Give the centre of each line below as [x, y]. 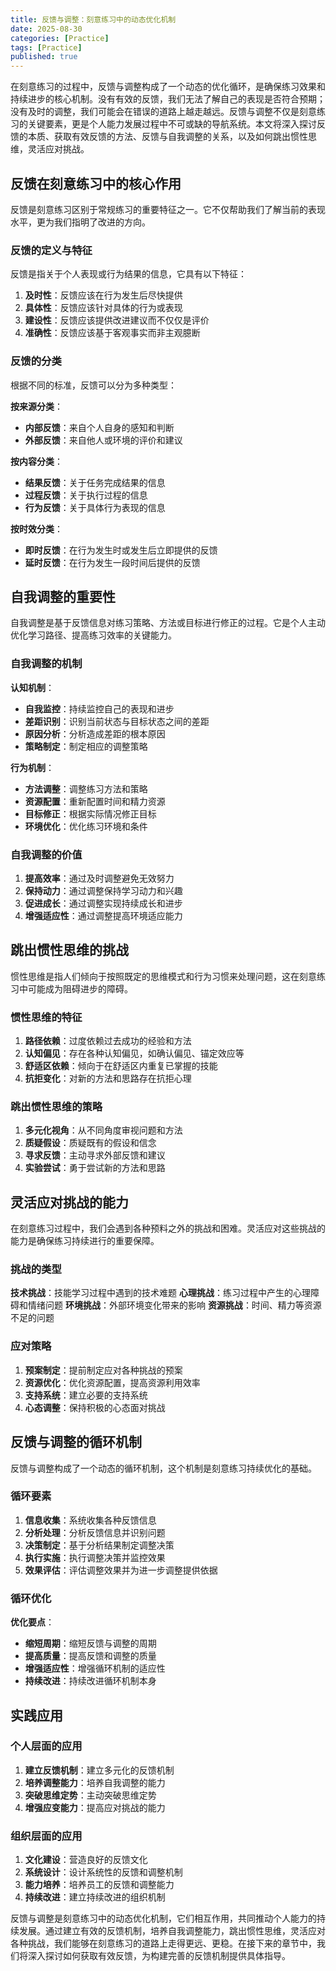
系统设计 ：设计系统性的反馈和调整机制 [103, 1872]
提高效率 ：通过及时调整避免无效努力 [99, 878]
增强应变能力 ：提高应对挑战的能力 [95, 1807]
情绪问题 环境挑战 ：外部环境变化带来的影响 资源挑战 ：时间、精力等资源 [174, 1305]
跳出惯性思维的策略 [56, 1106]
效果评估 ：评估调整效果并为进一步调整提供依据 [121, 1570]
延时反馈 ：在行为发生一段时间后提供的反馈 [112, 562]
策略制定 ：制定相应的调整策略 [86, 746]
